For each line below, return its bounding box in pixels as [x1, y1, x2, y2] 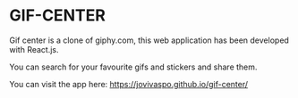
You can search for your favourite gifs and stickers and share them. [9, 61, 258, 72]
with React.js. [9, 44, 60, 54]
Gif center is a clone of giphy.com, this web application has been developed [9, 35, 289, 45]
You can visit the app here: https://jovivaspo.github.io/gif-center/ [9, 78, 249, 89]
